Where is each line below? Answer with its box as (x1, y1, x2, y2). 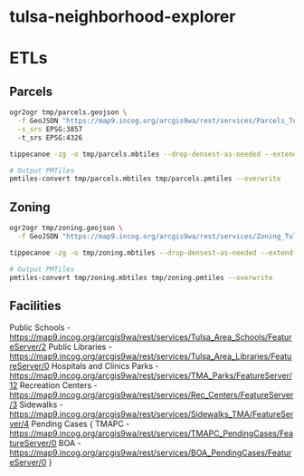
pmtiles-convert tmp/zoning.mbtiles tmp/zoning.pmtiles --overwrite (9, 273, 273, 282)
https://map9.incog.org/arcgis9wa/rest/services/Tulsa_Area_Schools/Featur (9, 332, 292, 343)
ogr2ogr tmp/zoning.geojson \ (9, 224, 124, 233)
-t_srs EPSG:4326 (17, 133, 83, 142)
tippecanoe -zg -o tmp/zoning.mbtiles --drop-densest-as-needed (9, 248, 257, 257)
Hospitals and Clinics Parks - (51, 361, 159, 372)
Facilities (9, 297, 62, 314)
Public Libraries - (48, 342, 113, 353)
